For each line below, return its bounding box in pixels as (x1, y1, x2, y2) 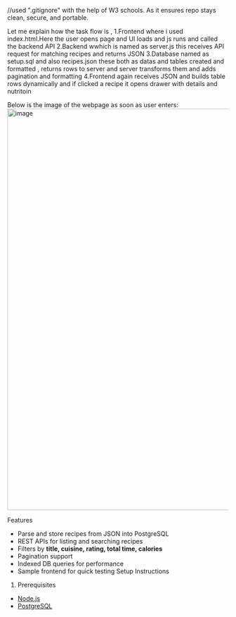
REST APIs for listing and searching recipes (17, 537, 143, 545)
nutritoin (7, 87, 32, 95)
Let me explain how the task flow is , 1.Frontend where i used (7, 28, 184, 35)
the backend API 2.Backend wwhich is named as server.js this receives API (7, 42, 225, 50)
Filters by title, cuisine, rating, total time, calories (17, 544, 163, 553)
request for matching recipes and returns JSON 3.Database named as (7, 49, 209, 58)
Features (7, 516, 33, 524)
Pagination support (17, 552, 73, 560)
